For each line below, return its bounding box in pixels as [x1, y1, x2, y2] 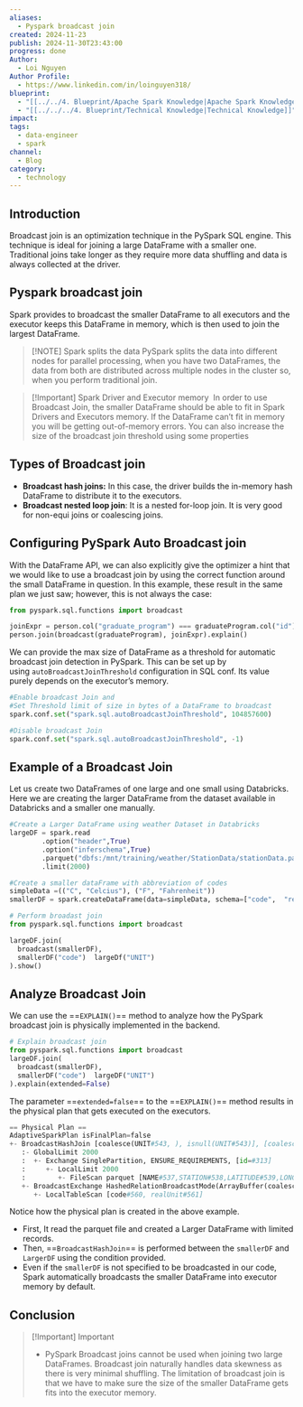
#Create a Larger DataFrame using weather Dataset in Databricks [9, 820, 260, 829]
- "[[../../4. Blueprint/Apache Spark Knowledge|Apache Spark [17, 97, 256, 107]
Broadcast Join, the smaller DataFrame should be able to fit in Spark [31, 401, 286, 412]
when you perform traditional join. [31, 374, 158, 385]
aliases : [9, 13, 42, 23]
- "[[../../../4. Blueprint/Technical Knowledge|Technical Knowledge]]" [17, 106, 297, 115]
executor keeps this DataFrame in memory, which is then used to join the [9, 318, 280, 330]
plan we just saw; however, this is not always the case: [9, 588, 212, 599]
